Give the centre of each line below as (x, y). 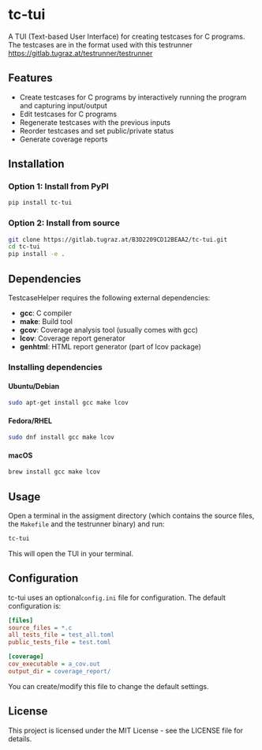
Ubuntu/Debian (34, 386)
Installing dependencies (55, 367)
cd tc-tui (24, 247)
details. (20, 739)
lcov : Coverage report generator (73, 338)
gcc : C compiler (46, 313)
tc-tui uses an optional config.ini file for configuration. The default (117, 597)
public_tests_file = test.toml (60, 643)
